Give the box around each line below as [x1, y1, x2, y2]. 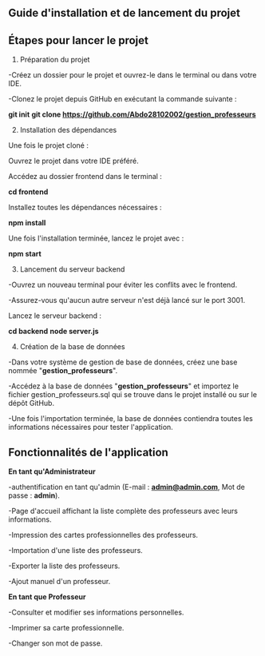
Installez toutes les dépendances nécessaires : [8, 203, 162, 213]
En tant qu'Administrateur [8, 467, 96, 476]
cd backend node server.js [8, 327, 99, 336]
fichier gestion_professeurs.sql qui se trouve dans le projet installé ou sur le [8, 390, 258, 400]
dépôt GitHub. [8, 399, 54, 408]
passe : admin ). [8, 491, 60, 500]
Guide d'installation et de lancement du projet [8, 6, 241, 20]
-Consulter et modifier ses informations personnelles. [8, 607, 184, 618]
